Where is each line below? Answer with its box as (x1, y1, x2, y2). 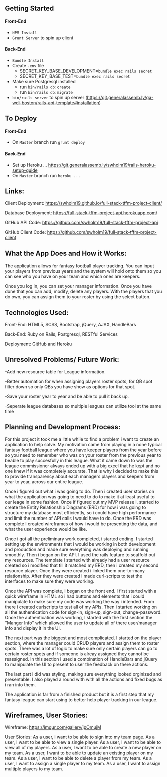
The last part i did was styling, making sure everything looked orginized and (5, 671, 161, 677)
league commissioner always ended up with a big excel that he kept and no (5, 463, 160, 469)
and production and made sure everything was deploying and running (5, 546, 149, 552)
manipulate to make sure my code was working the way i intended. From (5, 598, 154, 604)
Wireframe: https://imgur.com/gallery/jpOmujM (5, 724, 101, 730)
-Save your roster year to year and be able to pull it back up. (5, 393, 129, 399)
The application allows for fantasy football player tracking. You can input (5, 263, 154, 269)
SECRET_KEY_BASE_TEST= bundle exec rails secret (19, 73, 130, 79)
